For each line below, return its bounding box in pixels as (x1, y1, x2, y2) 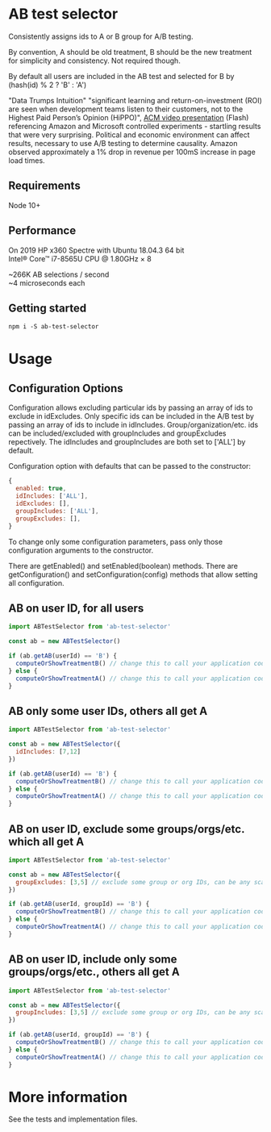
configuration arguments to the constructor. (8, 545, 154, 555)
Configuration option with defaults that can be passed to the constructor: (8, 462, 252, 471)
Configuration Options (8, 381, 123, 395)
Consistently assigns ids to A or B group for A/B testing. (8, 31, 194, 41)
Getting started (8, 301, 87, 315)
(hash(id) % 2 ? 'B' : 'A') (8, 80, 87, 90)
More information (8, 1088, 127, 1106)
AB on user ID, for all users (8, 601, 144, 615)
